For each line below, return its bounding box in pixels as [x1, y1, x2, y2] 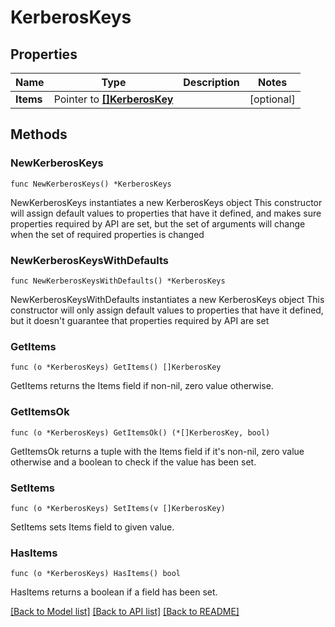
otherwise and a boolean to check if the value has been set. [10, 456, 257, 468]
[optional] [249, 92, 296, 106]
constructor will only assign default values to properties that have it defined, [10, 304, 324, 316]
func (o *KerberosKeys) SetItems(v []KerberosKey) [10, 503, 226, 513]
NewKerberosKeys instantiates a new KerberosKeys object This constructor [10, 196, 323, 208]
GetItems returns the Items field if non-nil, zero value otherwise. [10, 380, 274, 392]
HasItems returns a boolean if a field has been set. [10, 586, 218, 598]
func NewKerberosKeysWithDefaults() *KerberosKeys [10, 276, 226, 286]
